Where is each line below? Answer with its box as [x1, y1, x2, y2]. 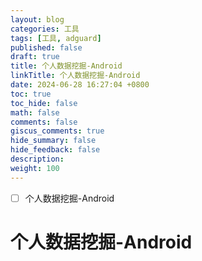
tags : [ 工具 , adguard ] [10, 33, 102, 43]
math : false [10, 107, 60, 118]
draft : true [10, 52, 60, 62]
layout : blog [10, 14, 65, 25]
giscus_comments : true [10, 126, 105, 136]
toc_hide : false [10, 98, 78, 108]
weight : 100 [10, 163, 60, 173]
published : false [10, 42, 83, 53]
